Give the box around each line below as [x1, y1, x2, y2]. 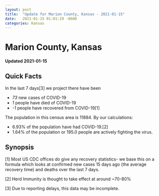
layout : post [5, 7, 32, 12]
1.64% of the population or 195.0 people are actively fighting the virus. [12, 129, 153, 135]
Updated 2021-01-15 [5, 58, 47, 64]
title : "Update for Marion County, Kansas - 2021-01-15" [5, 12, 125, 17]
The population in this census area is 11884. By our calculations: [5, 114, 133, 120]
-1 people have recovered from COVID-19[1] [12, 105, 100, 111]
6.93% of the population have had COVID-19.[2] [12, 124, 108, 130]
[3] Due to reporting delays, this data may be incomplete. [5, 185, 120, 191]
